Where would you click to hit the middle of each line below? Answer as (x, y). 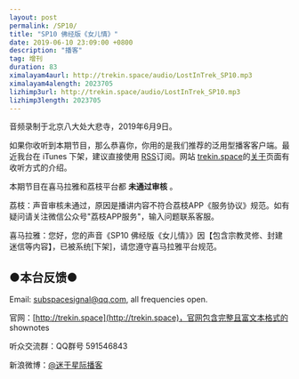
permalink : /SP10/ (43, 26)
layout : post (33, 17)
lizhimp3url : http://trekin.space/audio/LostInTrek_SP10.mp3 (125, 92)
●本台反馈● (44, 277)
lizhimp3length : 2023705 (55, 100)
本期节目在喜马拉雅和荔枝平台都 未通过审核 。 (93, 187)
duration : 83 (33, 68)
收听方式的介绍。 (40, 168)
